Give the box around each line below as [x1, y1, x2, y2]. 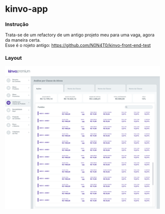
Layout [5, 55, 22, 62]
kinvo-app [5, 3, 48, 15]
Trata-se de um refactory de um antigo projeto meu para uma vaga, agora [5, 32, 155, 38]
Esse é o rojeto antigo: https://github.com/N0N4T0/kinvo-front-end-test [5, 43, 151, 48]
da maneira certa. [5, 37, 41, 43]
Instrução [5, 21, 29, 28]
